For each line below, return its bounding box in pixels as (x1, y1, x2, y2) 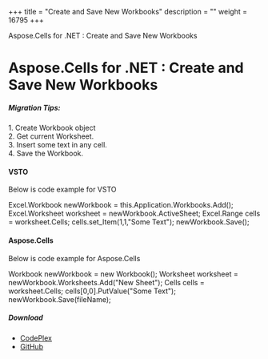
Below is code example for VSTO (8, 184, 117, 195)
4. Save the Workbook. (8, 148, 84, 159)
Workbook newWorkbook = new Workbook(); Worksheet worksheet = (8, 268, 238, 279)
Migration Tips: (8, 103, 61, 112)
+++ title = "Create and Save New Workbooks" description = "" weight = (8, 7, 248, 16)
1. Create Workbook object (8, 123, 96, 133)
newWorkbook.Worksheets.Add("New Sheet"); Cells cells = (8, 277, 206, 287)
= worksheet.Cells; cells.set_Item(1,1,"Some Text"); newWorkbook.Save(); (8, 217, 250, 227)
